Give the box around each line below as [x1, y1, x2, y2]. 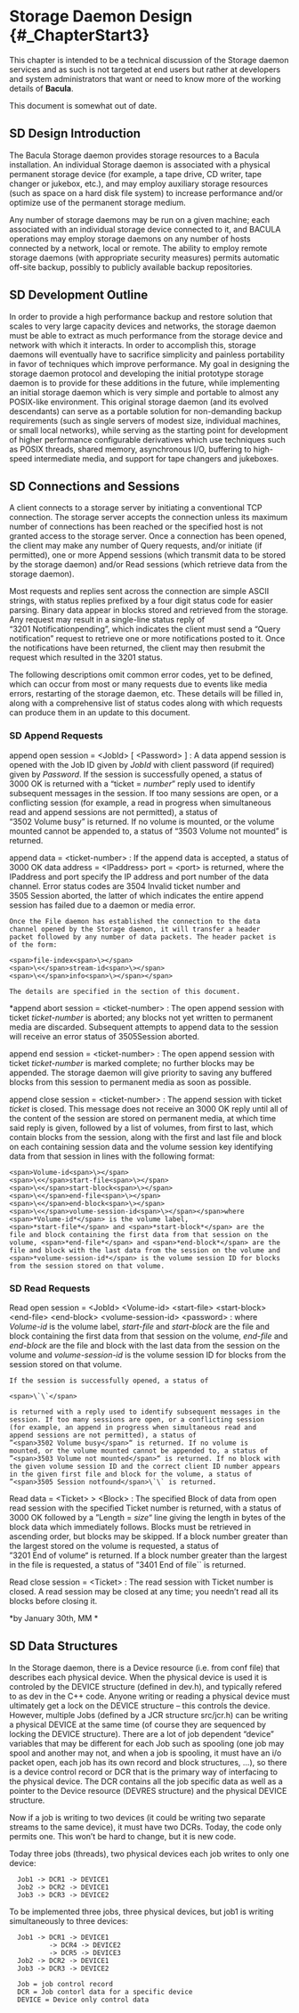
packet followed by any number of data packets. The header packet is [9, 933, 277, 941]
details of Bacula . [9, 83, 74, 94]
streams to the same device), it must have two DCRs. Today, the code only [9, 1821, 282, 1832]
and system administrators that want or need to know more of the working [9, 73, 281, 84]
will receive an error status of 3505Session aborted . [9, 1031, 200, 1041]
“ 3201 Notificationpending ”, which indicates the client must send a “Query [9, 623, 281, 634]
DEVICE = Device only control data [17, 1995, 149, 2004]
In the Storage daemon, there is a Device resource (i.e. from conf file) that [9, 1662, 280, 1673]
